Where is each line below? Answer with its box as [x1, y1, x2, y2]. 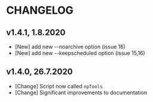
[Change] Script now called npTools [14, 82, 103, 89]
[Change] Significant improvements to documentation [14, 89, 148, 96]
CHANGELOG [6, 4, 74, 17]
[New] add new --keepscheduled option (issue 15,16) [14, 50, 145, 57]
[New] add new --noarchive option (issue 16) [14, 43, 126, 50]
